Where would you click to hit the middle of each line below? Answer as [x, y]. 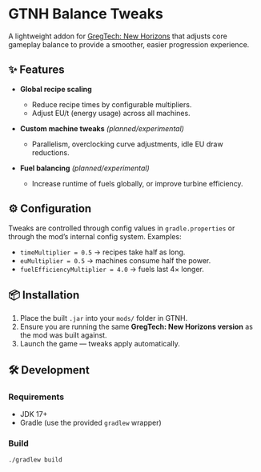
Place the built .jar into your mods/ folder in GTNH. [104, 318]
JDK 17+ [34, 414]
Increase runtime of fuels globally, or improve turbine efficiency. [137, 183]
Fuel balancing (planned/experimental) [84, 168]
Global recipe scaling [56, 89]
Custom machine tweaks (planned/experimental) [102, 128]
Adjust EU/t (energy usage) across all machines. [111, 113]
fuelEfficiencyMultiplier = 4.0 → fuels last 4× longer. [112, 269]
